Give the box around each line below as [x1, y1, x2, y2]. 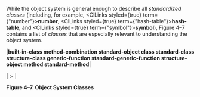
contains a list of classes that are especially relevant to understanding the [6, 30, 187, 37]
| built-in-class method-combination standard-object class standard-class [6, 48, 195, 55]
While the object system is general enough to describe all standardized [6, 5, 181, 12]
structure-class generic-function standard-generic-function [6, 55, 160, 61]
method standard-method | [23, 61, 91, 68]
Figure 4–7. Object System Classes [6, 84, 94, 91]
